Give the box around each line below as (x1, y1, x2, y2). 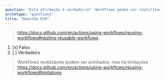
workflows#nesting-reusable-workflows (17, 35, 99, 41)
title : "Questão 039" (5, 16, 50, 21)
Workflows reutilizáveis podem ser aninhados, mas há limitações (17, 59, 148, 65)
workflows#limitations (17, 70, 62, 76)
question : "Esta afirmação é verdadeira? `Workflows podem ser (5, 7, 137, 12)
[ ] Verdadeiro (12, 50, 41, 55)
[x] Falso (12, 45, 30, 51)
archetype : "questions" (5, 12, 54, 17)
